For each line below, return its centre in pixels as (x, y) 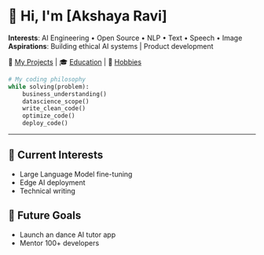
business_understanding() (65, 94)
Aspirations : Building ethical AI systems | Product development (111, 46)
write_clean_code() (54, 109)
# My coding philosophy (47, 79)
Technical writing (48, 190)
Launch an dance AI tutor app (68, 235)
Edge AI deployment (52, 182)
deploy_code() (45, 124)
